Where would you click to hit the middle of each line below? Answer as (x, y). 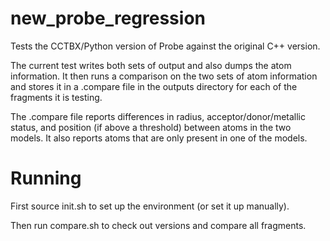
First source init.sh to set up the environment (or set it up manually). (150, 206)
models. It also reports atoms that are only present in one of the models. (159, 138)
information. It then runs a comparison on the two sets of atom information (164, 76)
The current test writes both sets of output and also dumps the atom (151, 65)
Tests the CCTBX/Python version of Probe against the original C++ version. (165, 46)
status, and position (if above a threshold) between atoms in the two (151, 127)
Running (46, 178)
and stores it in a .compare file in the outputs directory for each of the (154, 86)
